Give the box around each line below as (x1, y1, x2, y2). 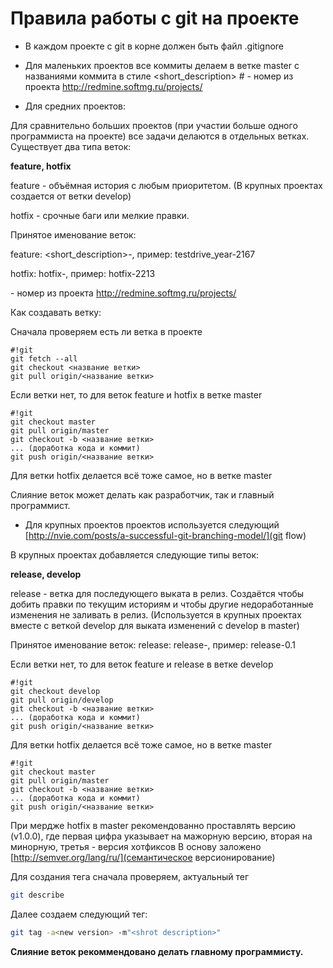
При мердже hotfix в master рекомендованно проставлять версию (10, 819, 297, 831)
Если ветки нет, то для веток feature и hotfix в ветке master (10, 388, 263, 401)
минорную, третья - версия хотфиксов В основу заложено (10, 840, 262, 852)
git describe (10, 890, 65, 900)
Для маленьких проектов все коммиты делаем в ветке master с (24, 59, 300, 71)
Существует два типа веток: (10, 140, 132, 152)
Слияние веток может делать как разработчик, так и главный (10, 488, 275, 501)
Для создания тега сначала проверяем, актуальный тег (10, 870, 249, 882)
